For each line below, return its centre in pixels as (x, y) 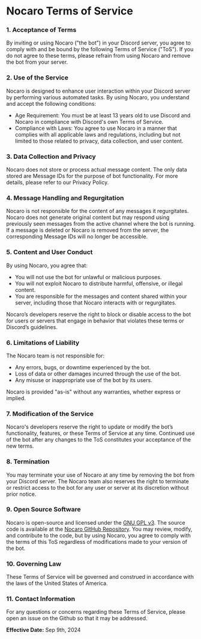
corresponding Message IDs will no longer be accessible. (77, 236)
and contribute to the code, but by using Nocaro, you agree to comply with (98, 535)
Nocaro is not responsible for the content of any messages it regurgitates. (97, 211)
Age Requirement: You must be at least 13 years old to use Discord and (103, 115)
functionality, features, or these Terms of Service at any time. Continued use (100, 433)
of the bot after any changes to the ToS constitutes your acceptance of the (98, 440)
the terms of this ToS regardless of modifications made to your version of (97, 542)
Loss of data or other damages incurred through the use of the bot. (98, 374)
